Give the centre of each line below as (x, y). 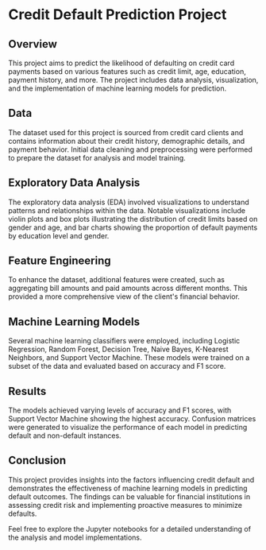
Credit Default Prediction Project (118, 15)
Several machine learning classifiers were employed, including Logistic (124, 341)
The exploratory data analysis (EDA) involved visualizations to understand (129, 202)
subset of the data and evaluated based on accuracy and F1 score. (117, 366)
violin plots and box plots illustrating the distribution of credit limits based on (133, 219)
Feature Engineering (60, 261)
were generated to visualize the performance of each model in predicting (128, 428)
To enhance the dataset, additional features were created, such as (116, 280)
